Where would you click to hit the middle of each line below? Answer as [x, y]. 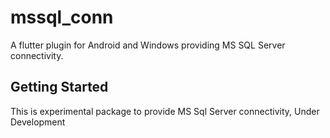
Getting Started [59, 87]
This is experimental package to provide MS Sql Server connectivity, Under [165, 111]
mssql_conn [62, 17]
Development [38, 122]
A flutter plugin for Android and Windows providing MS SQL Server [148, 45]
